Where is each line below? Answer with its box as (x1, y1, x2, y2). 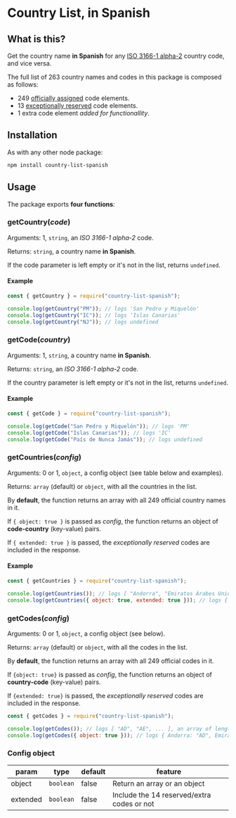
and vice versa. (7, 59, 52, 68)
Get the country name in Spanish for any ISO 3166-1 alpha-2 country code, (7, 51, 225, 60)
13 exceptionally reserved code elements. (17, 101, 138, 110)
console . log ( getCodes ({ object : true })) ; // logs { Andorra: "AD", (7, 731, 212, 739)
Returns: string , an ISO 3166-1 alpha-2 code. (7, 364, 139, 373)
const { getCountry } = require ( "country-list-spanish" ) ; (7, 292, 181, 299)
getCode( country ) (7, 335, 71, 345)
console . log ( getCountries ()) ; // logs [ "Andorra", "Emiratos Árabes (7, 590, 216, 597)
